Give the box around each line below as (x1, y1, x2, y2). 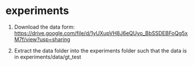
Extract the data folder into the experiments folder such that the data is (14, 47, 187, 54)
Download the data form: (14, 23, 75, 30)
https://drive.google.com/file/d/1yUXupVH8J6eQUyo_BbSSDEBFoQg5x (14, 29, 188, 36)
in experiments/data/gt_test (14, 53, 82, 60)
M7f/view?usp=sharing (14, 36, 70, 43)
